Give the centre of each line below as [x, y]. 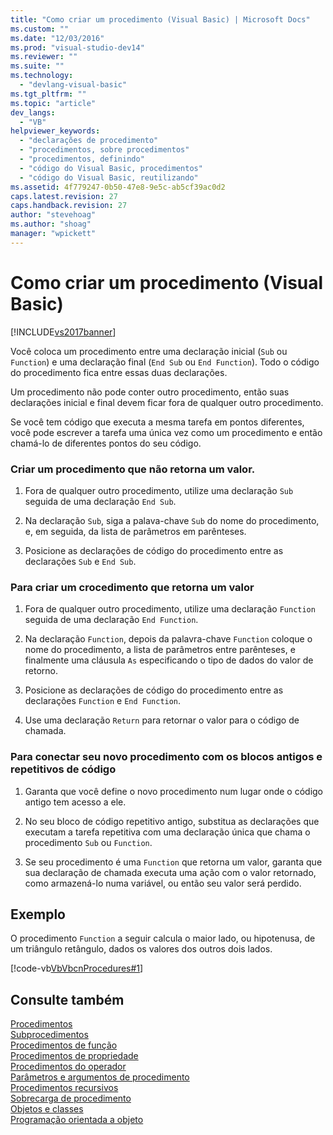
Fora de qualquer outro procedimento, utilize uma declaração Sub [159, 490]
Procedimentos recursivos [64, 1088]
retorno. [41, 671]
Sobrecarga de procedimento [71, 1098]
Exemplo [38, 914]
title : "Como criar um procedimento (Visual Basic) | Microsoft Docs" [160, 19]
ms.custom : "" [40, 29]
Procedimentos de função [64, 1045]
